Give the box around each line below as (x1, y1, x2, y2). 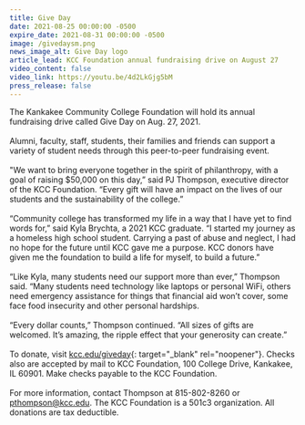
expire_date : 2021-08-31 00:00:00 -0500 (9, 30, 166, 39)
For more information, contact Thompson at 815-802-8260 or (9, 387, 240, 398)
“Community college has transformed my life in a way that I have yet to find (9, 212, 292, 223)
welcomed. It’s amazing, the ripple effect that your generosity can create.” (9, 329, 288, 340)
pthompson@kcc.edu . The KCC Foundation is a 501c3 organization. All (9, 397, 275, 408)
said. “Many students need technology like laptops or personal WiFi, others (9, 280, 291, 292)
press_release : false (9, 81, 92, 90)
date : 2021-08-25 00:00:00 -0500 (9, 22, 137, 31)
